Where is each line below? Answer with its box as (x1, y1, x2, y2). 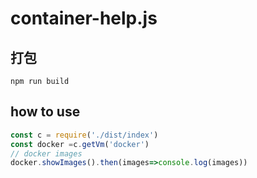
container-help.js (10, 7, 158, 30)
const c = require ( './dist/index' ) (10, 130, 159, 140)
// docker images (10, 148, 83, 159)
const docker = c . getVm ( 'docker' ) (10, 139, 150, 149)
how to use (10, 103, 81, 121)
